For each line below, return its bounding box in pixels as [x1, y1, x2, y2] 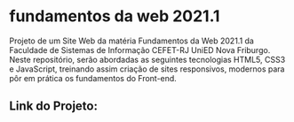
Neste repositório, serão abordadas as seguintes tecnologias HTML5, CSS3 [9, 54, 286, 65]
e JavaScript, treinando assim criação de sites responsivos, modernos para [9, 64, 285, 74]
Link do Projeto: [9, 99, 98, 114]
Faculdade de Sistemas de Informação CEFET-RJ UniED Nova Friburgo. [9, 44, 271, 55]
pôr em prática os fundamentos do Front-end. [9, 72, 178, 83]
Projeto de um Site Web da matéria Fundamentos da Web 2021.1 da [9, 35, 255, 46]
